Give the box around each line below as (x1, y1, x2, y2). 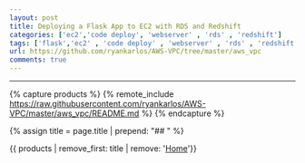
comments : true (9, 55, 67, 64)
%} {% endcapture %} (141, 108, 225, 119)
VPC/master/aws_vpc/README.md (9, 108, 140, 119)
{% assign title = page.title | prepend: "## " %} (9, 126, 184, 136)
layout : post (9, 13, 59, 23)
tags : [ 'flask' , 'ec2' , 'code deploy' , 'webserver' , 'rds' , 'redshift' (9, 38, 299, 48)
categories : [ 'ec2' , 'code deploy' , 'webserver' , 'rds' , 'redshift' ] (9, 30, 282, 39)
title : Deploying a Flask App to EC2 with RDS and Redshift (9, 22, 242, 31)
